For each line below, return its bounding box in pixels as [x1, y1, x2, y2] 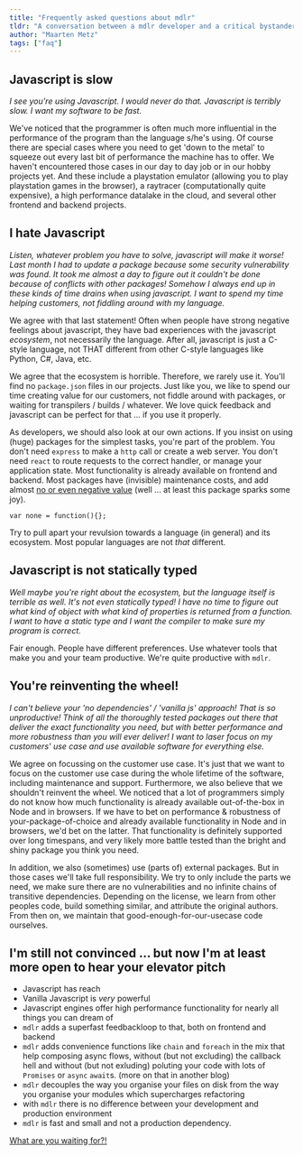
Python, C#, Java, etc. [9, 353, 92, 364]
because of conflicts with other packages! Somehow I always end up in [9, 278, 276, 289]
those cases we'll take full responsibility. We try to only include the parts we [9, 872, 291, 882]
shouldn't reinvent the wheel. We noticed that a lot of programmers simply [9, 787, 286, 798]
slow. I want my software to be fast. [9, 106, 142, 116]
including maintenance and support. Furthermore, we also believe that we [9, 777, 283, 788]
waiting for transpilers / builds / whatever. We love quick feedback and [9, 399, 271, 411]
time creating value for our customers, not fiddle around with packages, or [9, 390, 286, 401]
